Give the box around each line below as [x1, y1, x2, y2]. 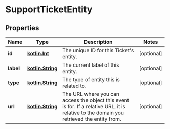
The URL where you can [62, 91, 120, 97]
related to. [62, 82, 87, 89]
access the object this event [62, 97, 129, 104]
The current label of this [62, 61, 119, 69]
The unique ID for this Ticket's [62, 47, 134, 54]
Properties [5, 24, 39, 32]
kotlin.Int [27, 50, 49, 57]
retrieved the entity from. [62, 116, 121, 122]
